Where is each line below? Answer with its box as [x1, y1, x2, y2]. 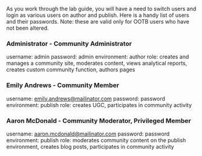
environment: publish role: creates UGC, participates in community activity [6, 101, 192, 108]
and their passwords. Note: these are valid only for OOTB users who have [6, 18, 189, 25]
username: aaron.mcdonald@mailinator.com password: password [6, 130, 170, 137]
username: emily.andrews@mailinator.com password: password [6, 95, 165, 102]
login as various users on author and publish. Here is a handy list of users [6, 11, 189, 19]
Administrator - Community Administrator [6, 39, 132, 48]
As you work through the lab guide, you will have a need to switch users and [6, 5, 197, 12]
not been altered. [6, 24, 50, 31]
